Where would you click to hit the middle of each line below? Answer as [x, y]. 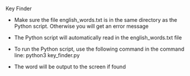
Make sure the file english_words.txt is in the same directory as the [96, 20]
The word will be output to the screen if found [70, 67]
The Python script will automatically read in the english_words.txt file [98, 37]
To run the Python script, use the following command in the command [99, 49]
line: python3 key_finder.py [47, 55]
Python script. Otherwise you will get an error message [81, 26]
